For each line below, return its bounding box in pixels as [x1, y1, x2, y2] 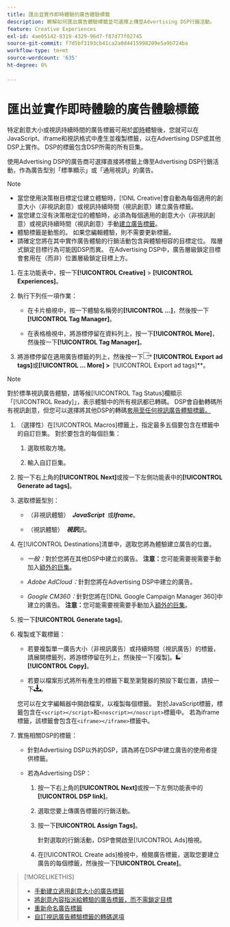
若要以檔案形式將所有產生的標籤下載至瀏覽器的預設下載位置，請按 [27, 676, 214, 684]
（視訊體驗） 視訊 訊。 [27, 525, 91, 533]
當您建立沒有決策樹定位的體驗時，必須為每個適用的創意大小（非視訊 [16, 211, 209, 219]
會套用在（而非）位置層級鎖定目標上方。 [16, 254, 131, 262]
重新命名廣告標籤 [34, 904, 83, 912]
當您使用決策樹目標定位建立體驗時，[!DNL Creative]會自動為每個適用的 [16, 193, 217, 202]
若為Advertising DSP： [27, 768, 92, 777]
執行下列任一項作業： [16, 292, 77, 300]
